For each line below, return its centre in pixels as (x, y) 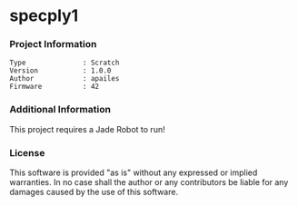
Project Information (53, 44)
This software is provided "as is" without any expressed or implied (134, 172)
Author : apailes (65, 79)
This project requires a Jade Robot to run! (87, 129)
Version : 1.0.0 (60, 71)
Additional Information (60, 110)
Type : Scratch (65, 63)
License (27, 152)
